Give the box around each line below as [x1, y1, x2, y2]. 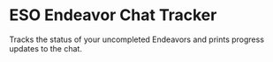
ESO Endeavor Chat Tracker [9, 5, 217, 25]
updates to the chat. [9, 43, 82, 53]
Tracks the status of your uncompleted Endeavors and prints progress [9, 34, 265, 45]
